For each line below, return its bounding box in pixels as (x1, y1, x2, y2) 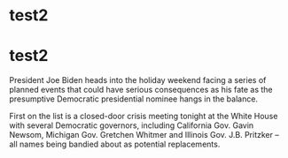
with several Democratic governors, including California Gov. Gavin (9, 120, 254, 131)
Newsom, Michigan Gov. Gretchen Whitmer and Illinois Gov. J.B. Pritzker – (9, 130, 279, 140)
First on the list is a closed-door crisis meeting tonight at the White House (9, 111, 278, 122)
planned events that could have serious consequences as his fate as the (9, 85, 273, 95)
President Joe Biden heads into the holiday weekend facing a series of (9, 75, 267, 86)
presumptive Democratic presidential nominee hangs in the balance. (9, 94, 259, 104)
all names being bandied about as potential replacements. (9, 139, 221, 150)
